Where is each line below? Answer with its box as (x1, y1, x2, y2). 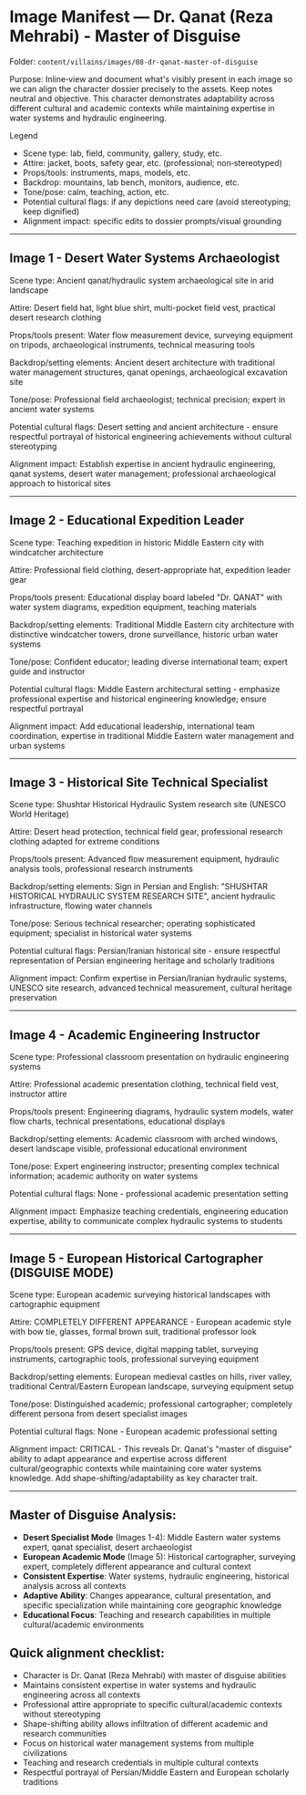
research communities (22, 1728, 107, 1738)
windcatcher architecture (9, 546, 105, 557)
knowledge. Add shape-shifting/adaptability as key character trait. (9, 1473, 258, 1483)
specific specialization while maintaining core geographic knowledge (22, 1599, 282, 1611)
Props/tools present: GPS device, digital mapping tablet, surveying (9, 1344, 259, 1354)
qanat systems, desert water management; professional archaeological (9, 468, 276, 479)
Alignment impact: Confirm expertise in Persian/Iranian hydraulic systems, (9, 973, 288, 984)
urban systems (9, 740, 66, 751)
